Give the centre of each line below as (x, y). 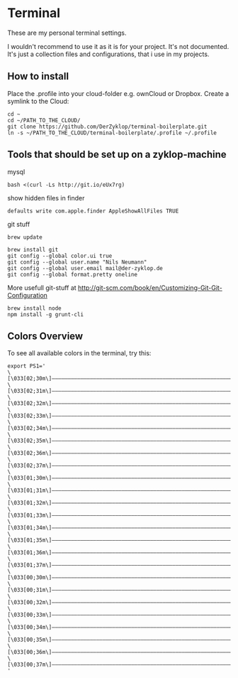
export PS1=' (27, 366)
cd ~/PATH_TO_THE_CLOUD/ (44, 120)
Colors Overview (45, 336)
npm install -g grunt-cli (45, 314)
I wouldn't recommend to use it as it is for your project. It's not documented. (118, 46)
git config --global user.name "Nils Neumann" (77, 262)
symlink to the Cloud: (38, 101)
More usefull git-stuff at (42, 287)
